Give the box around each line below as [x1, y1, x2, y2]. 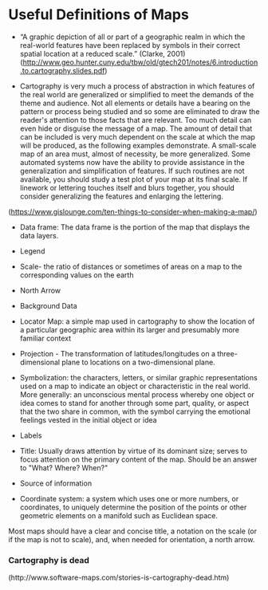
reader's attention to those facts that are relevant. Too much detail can [19, 115, 252, 124]
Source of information [19, 478, 93, 488]
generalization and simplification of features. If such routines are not [19, 166, 245, 175]
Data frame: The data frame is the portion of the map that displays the [19, 222, 250, 232]
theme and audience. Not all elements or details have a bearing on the [19, 98, 251, 108]
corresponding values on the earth [19, 269, 134, 280]
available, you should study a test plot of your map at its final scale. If [19, 174, 248, 184]
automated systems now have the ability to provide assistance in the [19, 157, 245, 167]
